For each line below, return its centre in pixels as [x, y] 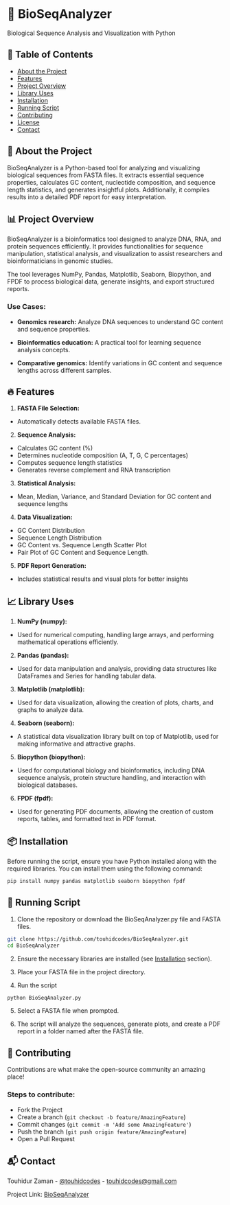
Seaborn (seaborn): [46, 723]
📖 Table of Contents [50, 55]
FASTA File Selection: [48, 409]
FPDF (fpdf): [35, 799]
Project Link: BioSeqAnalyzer [48, 1195]
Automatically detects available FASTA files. [79, 422]
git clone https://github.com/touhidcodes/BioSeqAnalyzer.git [98, 939]
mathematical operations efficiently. [68, 642]
